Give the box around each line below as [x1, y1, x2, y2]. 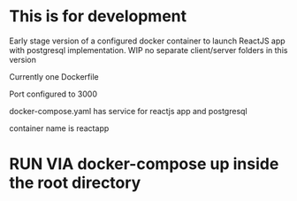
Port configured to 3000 [9, 89, 97, 99]
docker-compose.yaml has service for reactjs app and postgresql [9, 105, 247, 116]
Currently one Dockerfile [9, 71, 99, 81]
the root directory [9, 173, 141, 193]
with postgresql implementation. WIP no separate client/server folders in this [9, 44, 288, 55]
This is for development [9, 6, 187, 27]
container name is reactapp [9, 122, 110, 134]
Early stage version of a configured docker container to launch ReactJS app [9, 35, 286, 46]
